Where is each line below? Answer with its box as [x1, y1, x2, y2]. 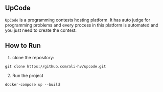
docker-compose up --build [5, 82, 60, 87]
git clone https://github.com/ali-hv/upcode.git [5, 64, 106, 69]
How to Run [5, 42, 41, 50]
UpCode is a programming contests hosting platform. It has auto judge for [5, 17, 151, 23]
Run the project [12, 72, 44, 78]
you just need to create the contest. [5, 27, 77, 33]
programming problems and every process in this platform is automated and [5, 22, 159, 28]
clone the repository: [12, 54, 55, 60]
